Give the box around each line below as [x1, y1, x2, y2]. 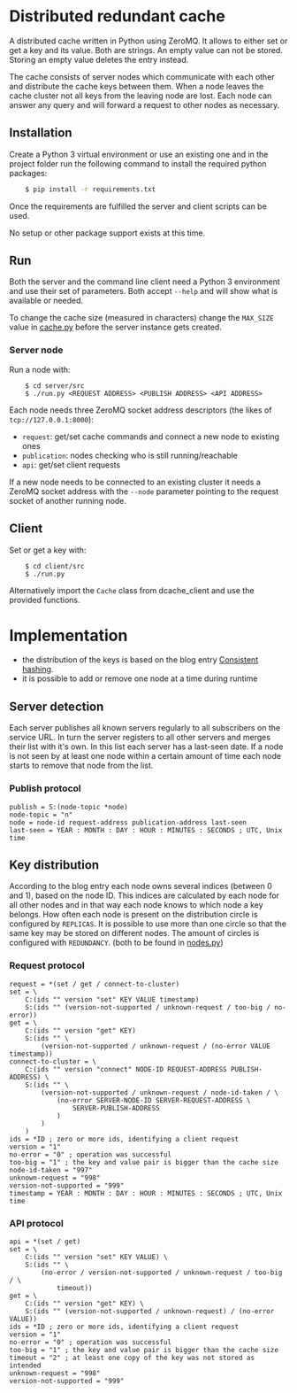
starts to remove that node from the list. [9, 760, 154, 771]
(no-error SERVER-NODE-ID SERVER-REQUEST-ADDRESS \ [56, 1095, 251, 1104]
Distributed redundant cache [9, 6, 225, 27]
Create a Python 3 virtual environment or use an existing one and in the [9, 149, 269, 159]
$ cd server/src [25, 381, 86, 391]
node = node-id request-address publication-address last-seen [9, 817, 247, 827]
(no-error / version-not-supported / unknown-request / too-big [41, 1268, 283, 1277]
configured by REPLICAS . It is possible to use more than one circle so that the [9, 918, 287, 929]
